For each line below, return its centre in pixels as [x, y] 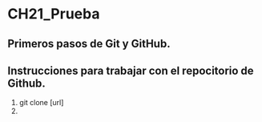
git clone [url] [41, 103]
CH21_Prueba [54, 14]
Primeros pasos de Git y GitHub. [89, 44]
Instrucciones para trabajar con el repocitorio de [131, 70]
